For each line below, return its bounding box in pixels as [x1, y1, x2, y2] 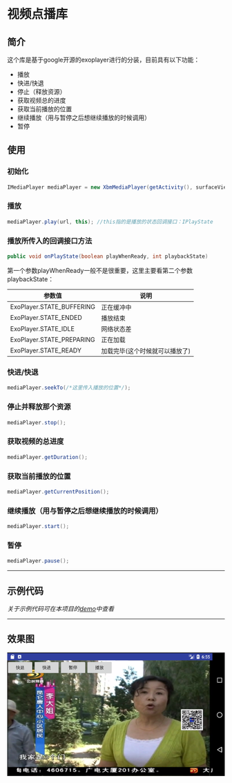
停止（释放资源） [17, 88, 66, 95]
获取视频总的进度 [17, 96, 66, 104]
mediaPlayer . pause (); [7, 558, 70, 565]
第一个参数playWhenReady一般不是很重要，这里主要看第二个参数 [7, 266, 193, 274]
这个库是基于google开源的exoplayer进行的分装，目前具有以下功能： [7, 56, 200, 64]
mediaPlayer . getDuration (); [7, 453, 88, 460]
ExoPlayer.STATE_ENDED [10, 314, 83, 322]
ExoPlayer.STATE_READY [10, 346, 81, 355]
